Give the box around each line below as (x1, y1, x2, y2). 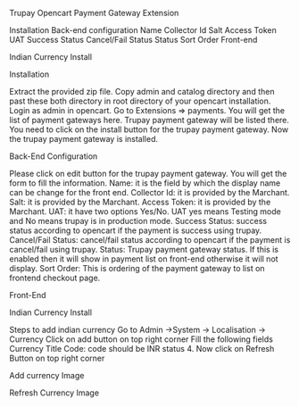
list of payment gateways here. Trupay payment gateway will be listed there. (9, 115, 290, 125)
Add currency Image (9, 370, 85, 380)
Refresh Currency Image (9, 387, 100, 398)
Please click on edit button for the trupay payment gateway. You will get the (9, 169, 287, 179)
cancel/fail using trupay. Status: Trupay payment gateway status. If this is (9, 245, 279, 254)
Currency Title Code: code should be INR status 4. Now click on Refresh (9, 344, 275, 353)
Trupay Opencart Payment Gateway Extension (9, 8, 179, 18)
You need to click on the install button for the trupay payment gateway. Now (9, 124, 289, 135)
